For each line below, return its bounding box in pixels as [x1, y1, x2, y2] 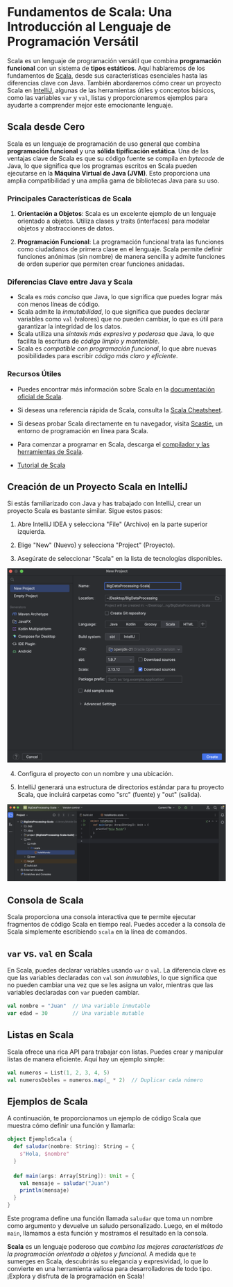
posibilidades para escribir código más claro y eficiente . [17, 352, 178, 360]
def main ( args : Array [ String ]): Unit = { [13, 1172, 135, 1179]
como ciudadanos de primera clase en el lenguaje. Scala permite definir [17, 245, 223, 253]
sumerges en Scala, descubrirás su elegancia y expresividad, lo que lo [7, 1257, 209, 1265]
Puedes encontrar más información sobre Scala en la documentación [17, 385, 215, 393]
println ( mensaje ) [19, 1187, 70, 1194]
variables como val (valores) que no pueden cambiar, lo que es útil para [17, 315, 223, 323]
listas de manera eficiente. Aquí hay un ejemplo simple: [7, 1054, 165, 1063]
